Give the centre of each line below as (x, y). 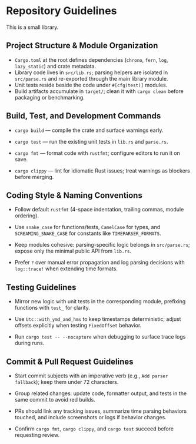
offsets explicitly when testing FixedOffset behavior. (78, 326)
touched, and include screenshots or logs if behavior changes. (90, 417)
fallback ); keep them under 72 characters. (67, 382)
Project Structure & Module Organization (82, 46)
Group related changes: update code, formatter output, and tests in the (101, 393)
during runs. (29, 343)
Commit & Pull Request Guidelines (70, 361)
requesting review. (37, 435)
